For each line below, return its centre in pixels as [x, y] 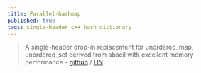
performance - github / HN [64, 62]
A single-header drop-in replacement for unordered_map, [109, 47]
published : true [31, 21]
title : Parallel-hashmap [44, 14]
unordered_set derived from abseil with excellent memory [109, 55]
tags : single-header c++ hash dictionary [70, 27]
